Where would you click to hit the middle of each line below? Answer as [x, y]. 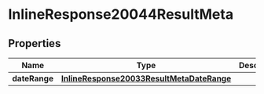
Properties [35, 43]
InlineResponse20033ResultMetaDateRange [146, 78]
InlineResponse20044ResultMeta [121, 14]
